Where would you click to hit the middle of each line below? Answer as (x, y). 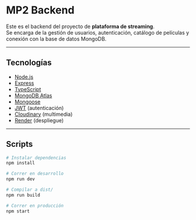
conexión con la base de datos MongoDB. (56, 39)
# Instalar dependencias (36, 158)
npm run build (23, 195)
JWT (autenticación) (39, 108)
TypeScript (28, 89)
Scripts (20, 144)
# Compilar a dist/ (30, 190)
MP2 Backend (40, 10)
